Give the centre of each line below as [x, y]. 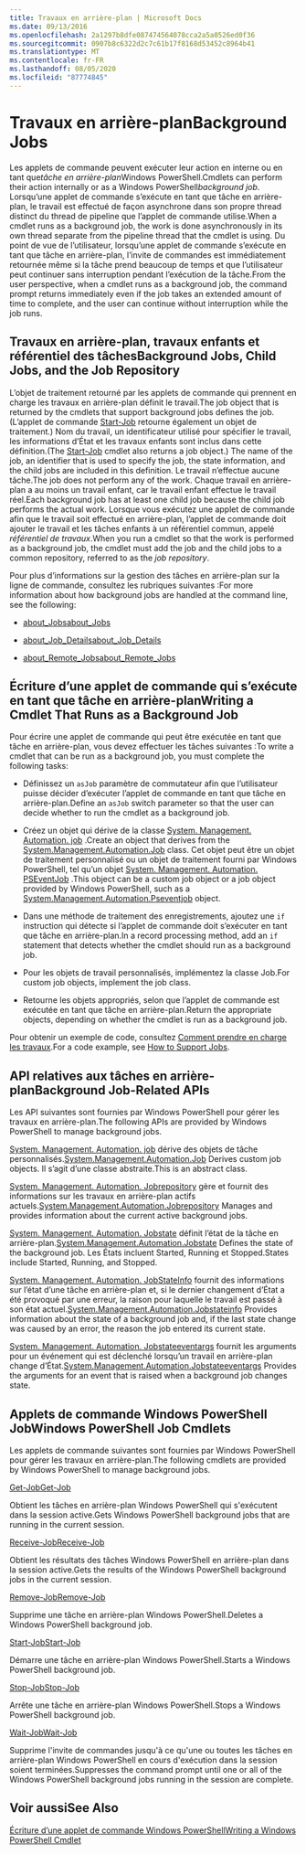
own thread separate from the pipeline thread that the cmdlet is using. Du [148, 235]
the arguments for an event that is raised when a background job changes [148, 1376]
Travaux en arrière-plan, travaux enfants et [135, 342]
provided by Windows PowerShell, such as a [106, 889]
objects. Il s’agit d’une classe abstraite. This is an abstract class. [129, 1169]
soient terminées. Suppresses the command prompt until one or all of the [146, 1769]
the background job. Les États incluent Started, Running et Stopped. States [149, 1252]
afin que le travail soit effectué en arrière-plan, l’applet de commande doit [148, 518]
